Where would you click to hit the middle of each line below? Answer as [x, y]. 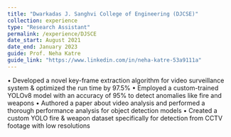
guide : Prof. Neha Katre [44, 54]
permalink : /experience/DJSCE [52, 34]
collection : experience [43, 21]
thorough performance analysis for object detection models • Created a [113, 110]
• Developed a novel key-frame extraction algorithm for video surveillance [116, 80]
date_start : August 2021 [44, 40]
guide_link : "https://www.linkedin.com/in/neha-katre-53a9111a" [104, 60]
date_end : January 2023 [43, 47]
